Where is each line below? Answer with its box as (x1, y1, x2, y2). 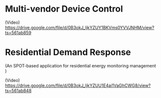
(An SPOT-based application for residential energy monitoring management (5, 63, 157, 68)
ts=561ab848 (5, 87, 32, 93)
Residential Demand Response (5, 47, 131, 58)
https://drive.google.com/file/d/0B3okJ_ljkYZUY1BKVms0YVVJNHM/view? (5, 24, 155, 30)
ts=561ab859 (5, 30, 32, 35)
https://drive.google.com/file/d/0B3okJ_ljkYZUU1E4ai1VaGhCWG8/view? (5, 82, 151, 88)
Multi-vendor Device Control (5, 3, 123, 15)
